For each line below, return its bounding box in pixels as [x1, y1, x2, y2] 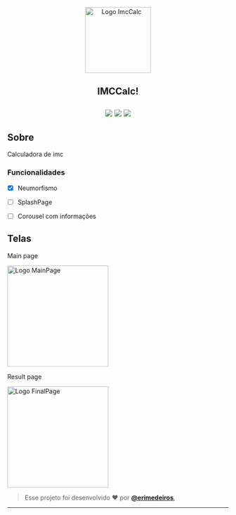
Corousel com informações [17, 212, 96, 220]
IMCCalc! [97, 85, 139, 98]
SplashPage [17, 198, 53, 206]
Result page [7, 372, 42, 381]
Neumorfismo [17, 184, 58, 192]
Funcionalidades [7, 167, 65, 177]
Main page [7, 251, 39, 260]
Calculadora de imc [7, 150, 64, 158]
